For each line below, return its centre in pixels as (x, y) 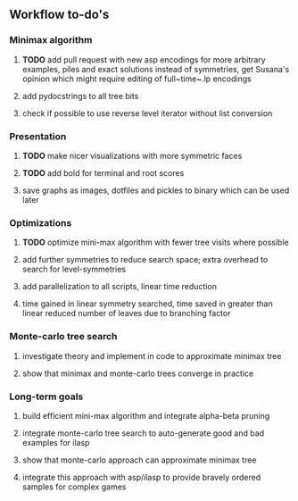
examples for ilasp (56, 442)
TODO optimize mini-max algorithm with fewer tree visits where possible (155, 242)
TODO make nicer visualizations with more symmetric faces (132, 155)
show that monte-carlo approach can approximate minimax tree (139, 460)
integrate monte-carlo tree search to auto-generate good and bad (143, 433)
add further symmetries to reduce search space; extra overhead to (145, 260)
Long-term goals (46, 397)
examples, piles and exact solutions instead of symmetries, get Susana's (156, 69)
